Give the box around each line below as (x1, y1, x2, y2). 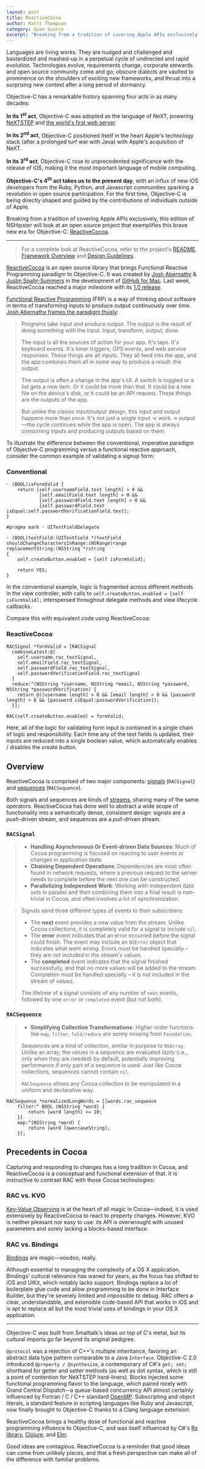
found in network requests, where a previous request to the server (30, 869, 198, 876)
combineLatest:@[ (12, 649, 56, 655)
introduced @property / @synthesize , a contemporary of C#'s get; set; (6, 1361, 187, 1368)
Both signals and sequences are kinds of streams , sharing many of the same (6, 796, 199, 803)
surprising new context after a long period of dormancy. (6, 81, 147, 89)
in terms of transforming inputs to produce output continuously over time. (6, 301, 191, 309)
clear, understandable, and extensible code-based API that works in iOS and (6, 1299, 198, 1306)
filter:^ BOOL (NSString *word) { (17, 1103, 105, 1110)
